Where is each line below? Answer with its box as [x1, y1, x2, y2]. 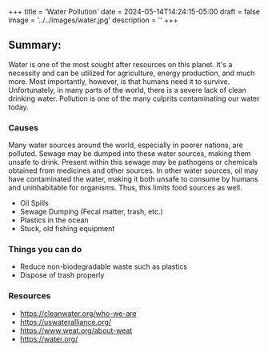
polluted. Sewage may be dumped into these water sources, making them [8, 149, 251, 158]
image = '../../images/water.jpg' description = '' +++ [8, 15, 178, 25]
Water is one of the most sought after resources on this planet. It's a [8, 59, 233, 69]
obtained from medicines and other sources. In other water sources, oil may [8, 166, 258, 175]
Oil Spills [19, 198, 50, 208]
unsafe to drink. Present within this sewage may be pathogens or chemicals [8, 158, 258, 167]
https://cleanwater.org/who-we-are [19, 308, 137, 318]
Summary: [8, 38, 62, 52]
